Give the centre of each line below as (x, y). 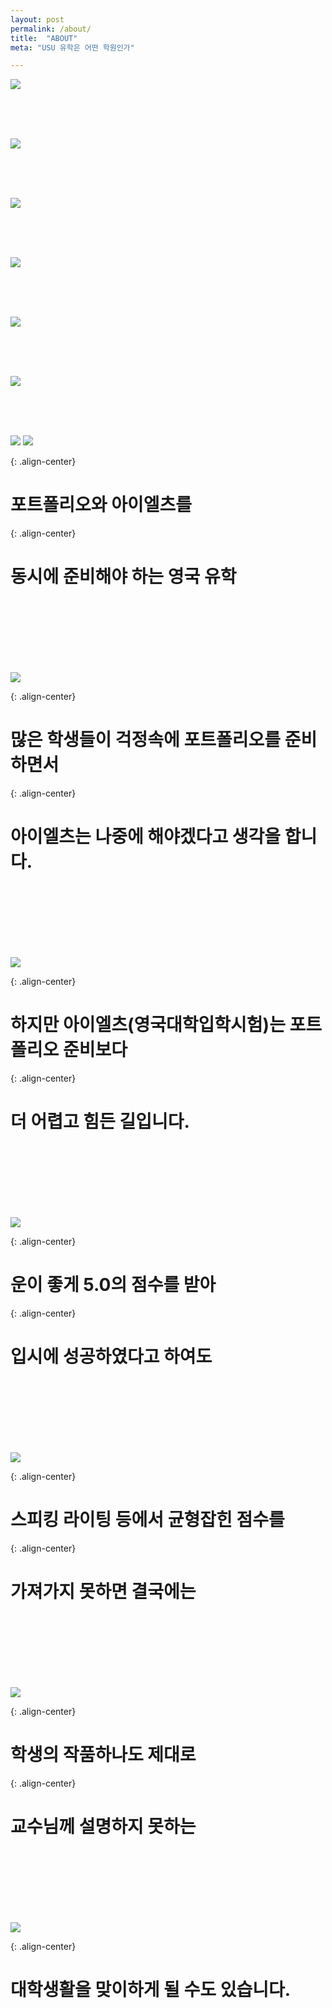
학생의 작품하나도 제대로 (103, 1754)
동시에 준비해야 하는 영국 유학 (123, 577)
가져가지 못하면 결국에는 (103, 1591)
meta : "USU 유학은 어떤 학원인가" (72, 47)
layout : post (37, 19)
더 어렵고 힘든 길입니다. (100, 1122)
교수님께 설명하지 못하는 (103, 1826)
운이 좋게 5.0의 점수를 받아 (113, 1285)
